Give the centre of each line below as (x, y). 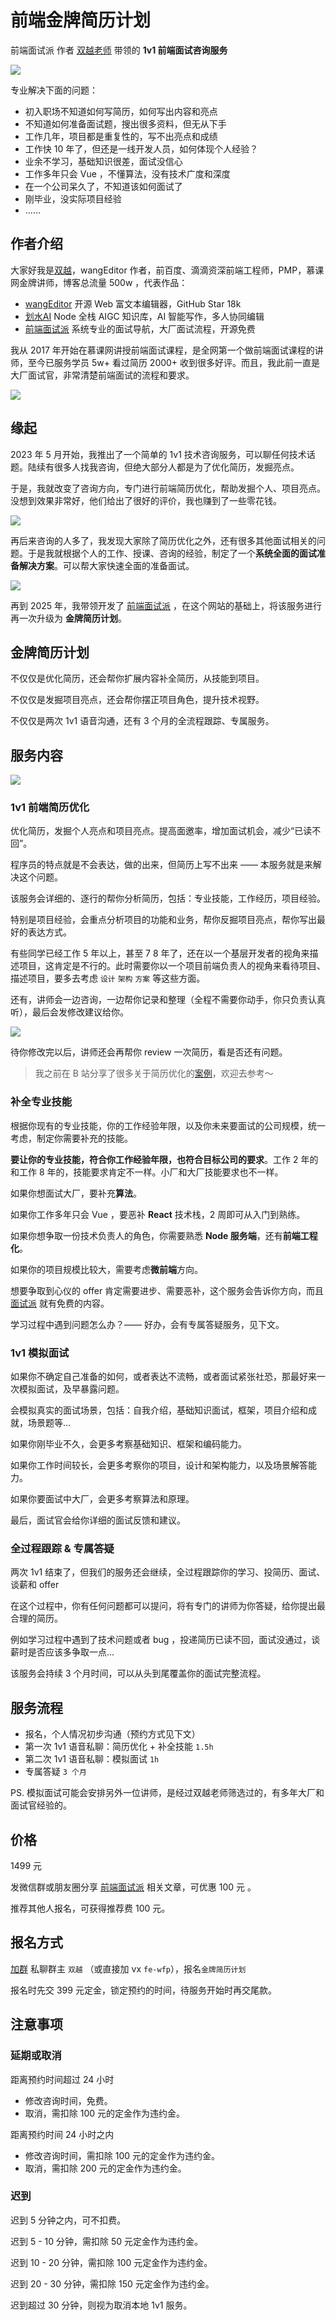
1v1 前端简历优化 (50, 808)
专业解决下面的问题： (54, 90)
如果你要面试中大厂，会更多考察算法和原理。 (102, 1499)
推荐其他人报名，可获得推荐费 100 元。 (90, 1908)
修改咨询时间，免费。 (68, 2100)
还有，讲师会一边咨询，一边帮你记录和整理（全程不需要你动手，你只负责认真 (168, 1000)
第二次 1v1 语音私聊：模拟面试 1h (92, 1759)
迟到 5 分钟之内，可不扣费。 (68, 2220)
